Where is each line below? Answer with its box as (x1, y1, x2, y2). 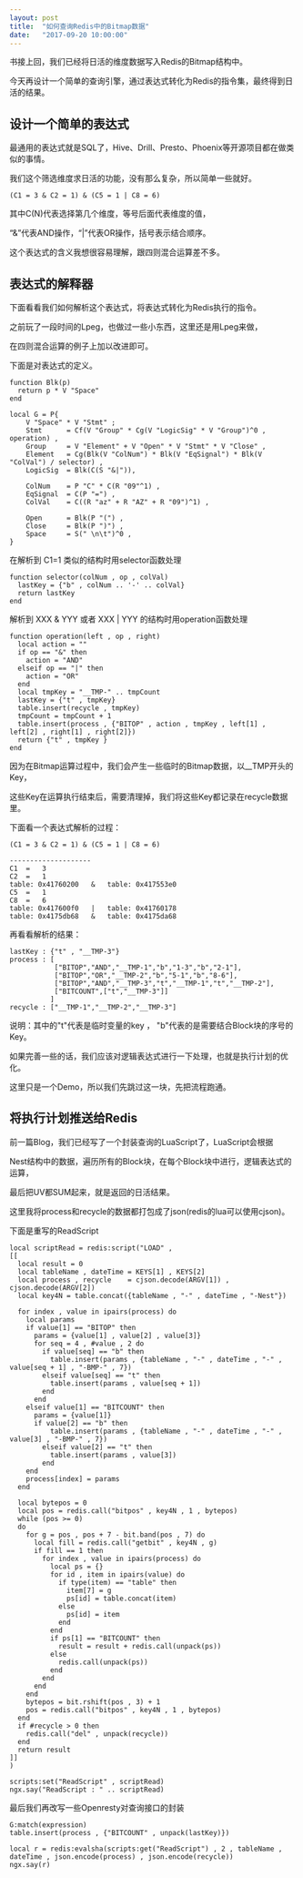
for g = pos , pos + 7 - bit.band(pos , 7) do (25, 1530, 206, 1539)
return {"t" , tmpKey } (17, 736, 107, 745)
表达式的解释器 (9, 276, 94, 291)
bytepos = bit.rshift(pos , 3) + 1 (25, 1697, 161, 1707)
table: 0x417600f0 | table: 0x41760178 (9, 904, 177, 913)
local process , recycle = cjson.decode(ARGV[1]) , (17, 1275, 230, 1284)
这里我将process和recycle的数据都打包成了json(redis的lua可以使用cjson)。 (9, 1205, 290, 1216)
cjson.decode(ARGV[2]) (9, 1283, 96, 1293)
